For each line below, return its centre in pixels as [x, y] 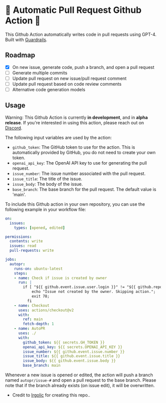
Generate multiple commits [40, 73]
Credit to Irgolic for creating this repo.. [51, 395]
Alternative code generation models [49, 89]
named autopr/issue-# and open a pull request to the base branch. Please [81, 380]
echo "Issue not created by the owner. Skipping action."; [93, 292]
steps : [21, 273]
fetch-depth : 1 [39, 324]
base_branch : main [42, 366]
